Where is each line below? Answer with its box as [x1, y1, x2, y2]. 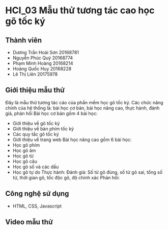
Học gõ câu [12, 158, 37, 164]
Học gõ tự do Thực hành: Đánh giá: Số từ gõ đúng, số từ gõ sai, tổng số [12, 169, 163, 175]
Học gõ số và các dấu [12, 164, 59, 170]
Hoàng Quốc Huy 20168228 [12, 66, 72, 72]
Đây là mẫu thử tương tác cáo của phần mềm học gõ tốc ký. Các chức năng [5, 99, 164, 105]
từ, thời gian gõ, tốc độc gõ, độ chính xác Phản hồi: [12, 174, 120, 180]
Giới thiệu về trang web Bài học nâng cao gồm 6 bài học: [12, 136, 132, 143]
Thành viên [5, 36, 42, 44]
